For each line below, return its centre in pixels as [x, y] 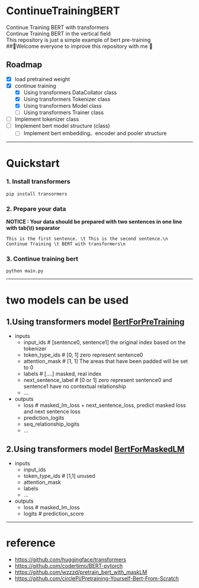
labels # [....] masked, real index [62, 374]
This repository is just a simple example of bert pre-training [78, 40]
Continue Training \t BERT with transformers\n [66, 244]
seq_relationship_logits [52, 424]
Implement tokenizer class [47, 119]
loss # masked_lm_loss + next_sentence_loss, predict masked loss [105, 405]
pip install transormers [37, 194]
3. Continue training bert [42, 259]
